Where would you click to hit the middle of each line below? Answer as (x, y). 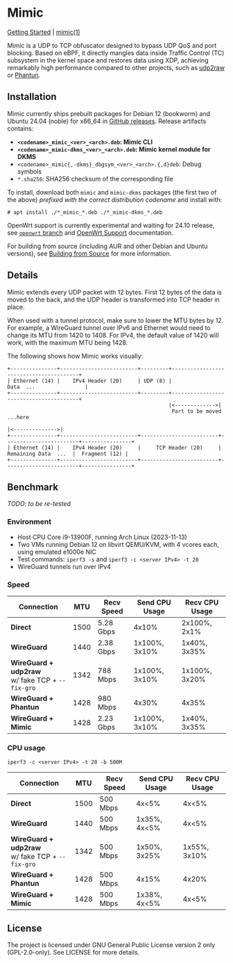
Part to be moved (197, 411)
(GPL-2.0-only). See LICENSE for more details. (74, 953)
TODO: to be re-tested (39, 504)
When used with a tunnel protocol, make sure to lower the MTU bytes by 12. (115, 320)
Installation (32, 97)
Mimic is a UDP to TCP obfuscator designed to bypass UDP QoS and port (112, 45)
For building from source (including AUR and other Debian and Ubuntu (107, 246)
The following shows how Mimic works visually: (75, 356)
